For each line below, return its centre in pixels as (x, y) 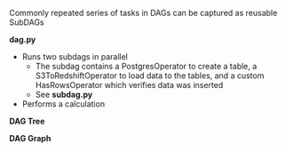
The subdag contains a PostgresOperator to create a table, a (146, 66)
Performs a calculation (63, 104)
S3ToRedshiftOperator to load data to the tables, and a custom (150, 76)
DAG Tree (27, 121)
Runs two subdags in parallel (75, 56)
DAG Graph (30, 138)
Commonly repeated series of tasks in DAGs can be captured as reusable (143, 13)
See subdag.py (64, 94)
